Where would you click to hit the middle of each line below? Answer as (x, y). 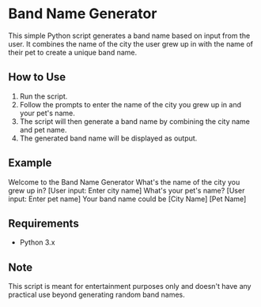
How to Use (37, 77)
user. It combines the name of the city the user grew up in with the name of (131, 43)
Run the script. (43, 96)
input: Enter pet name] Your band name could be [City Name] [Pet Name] (127, 199)
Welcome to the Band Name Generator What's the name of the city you (124, 182)
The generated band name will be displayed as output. (108, 138)
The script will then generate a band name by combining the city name (135, 121)
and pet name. (43, 129)
